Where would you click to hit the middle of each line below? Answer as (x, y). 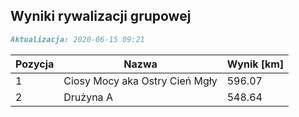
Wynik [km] (255, 64)
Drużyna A (88, 97)
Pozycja (35, 64)
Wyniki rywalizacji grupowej (101, 16)
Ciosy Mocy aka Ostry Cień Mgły (140, 81)
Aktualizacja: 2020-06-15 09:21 (77, 39)
